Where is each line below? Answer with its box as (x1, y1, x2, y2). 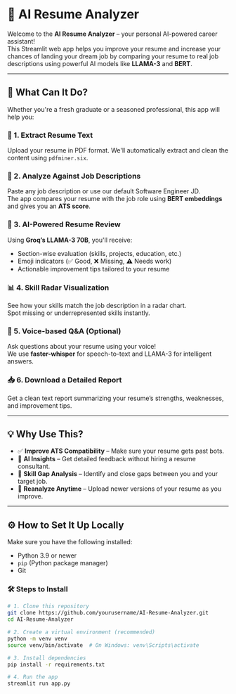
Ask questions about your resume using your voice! (7, 342, 157, 351)
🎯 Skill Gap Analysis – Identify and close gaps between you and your (17, 470, 218, 478)
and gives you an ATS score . (7, 202, 91, 210)
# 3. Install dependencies (7, 654, 86, 662)
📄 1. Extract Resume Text (7, 130, 93, 140)
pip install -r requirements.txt (7, 661, 105, 668)
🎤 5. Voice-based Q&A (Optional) (7, 326, 122, 336)
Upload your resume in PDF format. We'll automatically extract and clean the (7, 146, 229, 155)
